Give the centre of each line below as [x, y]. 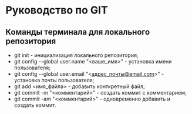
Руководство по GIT [57, 10]
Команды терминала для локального [78, 32]
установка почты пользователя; [54, 80]
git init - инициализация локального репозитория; [76, 55]
